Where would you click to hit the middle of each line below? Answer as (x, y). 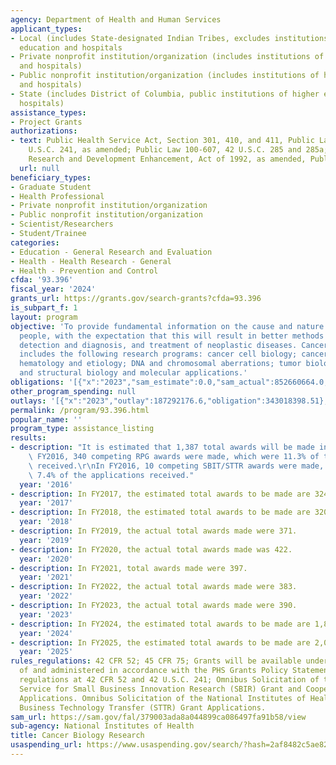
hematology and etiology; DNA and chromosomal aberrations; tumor (160, 364)
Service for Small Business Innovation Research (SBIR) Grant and (160, 689)
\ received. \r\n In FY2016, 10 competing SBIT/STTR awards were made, (176, 466)
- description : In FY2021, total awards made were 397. (129, 568)
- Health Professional (57, 196)
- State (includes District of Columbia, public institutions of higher (165, 94)
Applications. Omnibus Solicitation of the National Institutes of (163, 698)
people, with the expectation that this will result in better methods (172, 336)
